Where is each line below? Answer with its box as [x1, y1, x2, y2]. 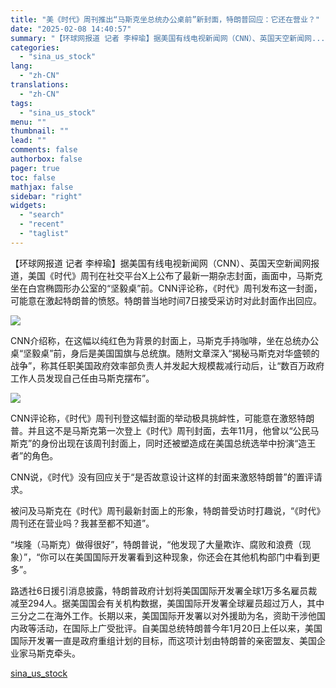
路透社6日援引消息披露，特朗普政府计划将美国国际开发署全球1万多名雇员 [10, 584, 309, 596]
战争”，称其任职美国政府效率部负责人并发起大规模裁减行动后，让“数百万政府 [10, 359, 325, 371]
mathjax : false [10, 182, 74, 192]
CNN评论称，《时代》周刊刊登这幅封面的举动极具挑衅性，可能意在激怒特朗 [10, 412, 315, 424]
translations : [10, 80, 70, 90]
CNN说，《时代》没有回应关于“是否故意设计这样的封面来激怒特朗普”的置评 [10, 471, 314, 483]
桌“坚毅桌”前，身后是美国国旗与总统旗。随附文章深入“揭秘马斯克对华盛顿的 [10, 347, 320, 359]
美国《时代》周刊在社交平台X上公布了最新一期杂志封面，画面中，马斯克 [27, 269, 323, 281]
